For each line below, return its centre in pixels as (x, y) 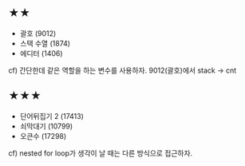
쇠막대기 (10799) (46, 126)
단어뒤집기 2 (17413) (51, 116)
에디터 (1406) (41, 53)
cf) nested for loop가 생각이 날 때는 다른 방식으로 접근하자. (101, 153)
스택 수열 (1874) (45, 43)
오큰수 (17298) (43, 136)
